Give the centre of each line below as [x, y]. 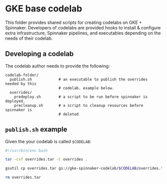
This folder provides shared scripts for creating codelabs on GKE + [74, 22]
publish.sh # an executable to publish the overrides [79, 79]
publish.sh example [36, 130]
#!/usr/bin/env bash [27, 150]
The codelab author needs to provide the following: [58, 66]
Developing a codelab [40, 54]
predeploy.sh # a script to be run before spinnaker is [81, 97]
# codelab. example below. [86, 88]
